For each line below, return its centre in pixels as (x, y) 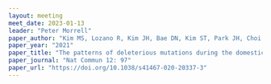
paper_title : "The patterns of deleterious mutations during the (120, 53)
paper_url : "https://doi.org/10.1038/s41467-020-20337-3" (108, 68)
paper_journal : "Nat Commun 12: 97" (70, 61)
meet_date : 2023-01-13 (46, 23)
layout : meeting (35, 16)
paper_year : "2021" (41, 46)
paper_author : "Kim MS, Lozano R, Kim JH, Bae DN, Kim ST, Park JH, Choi (135, 38)
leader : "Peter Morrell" (50, 30)
